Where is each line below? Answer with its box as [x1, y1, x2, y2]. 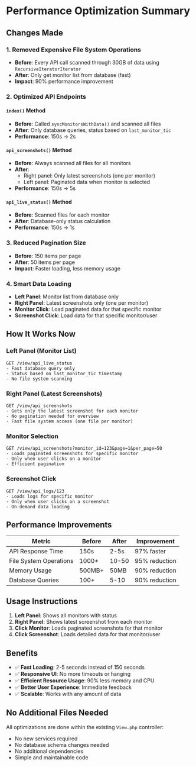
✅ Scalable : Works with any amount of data [14, 691, 122, 698]
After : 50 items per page [14, 259, 76, 266]
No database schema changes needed [14, 741, 109, 748]
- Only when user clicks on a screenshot [6, 498, 110, 504]
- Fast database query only [6, 365, 76, 371]
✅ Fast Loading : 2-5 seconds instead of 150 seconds [14, 664, 145, 671]
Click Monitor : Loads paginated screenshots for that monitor [14, 624, 163, 631]
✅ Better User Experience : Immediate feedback [14, 684, 132, 691]
